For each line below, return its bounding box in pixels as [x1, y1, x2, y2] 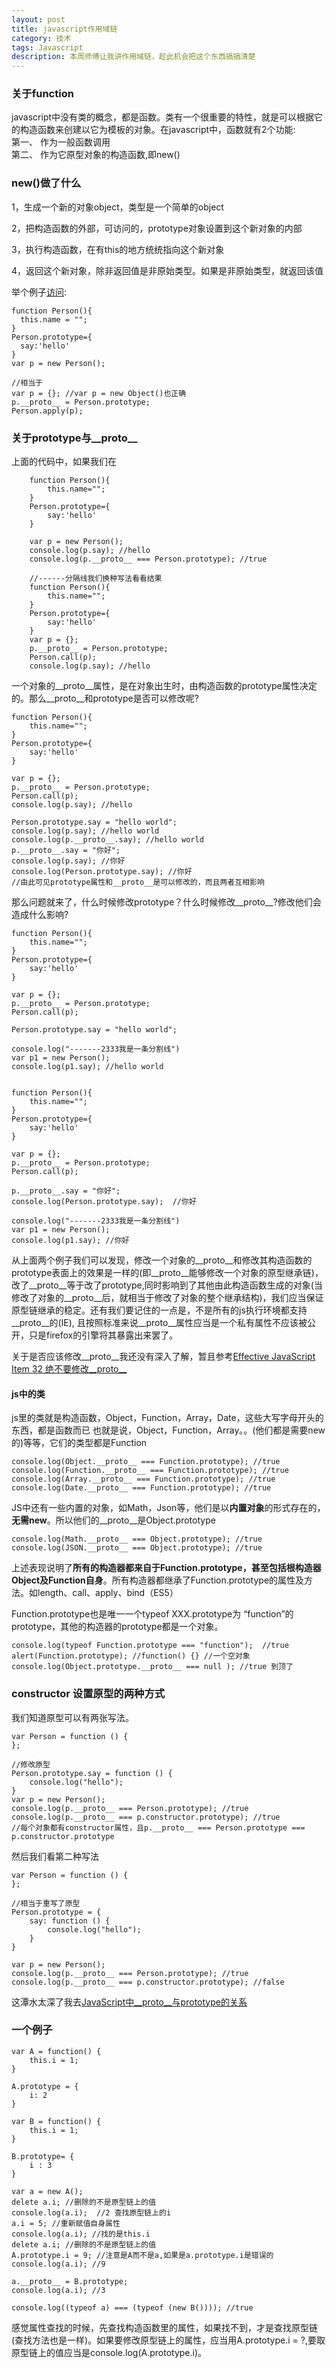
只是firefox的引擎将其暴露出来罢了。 [28, 1329, 179, 1341]
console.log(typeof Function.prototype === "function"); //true [11, 1641, 289, 1651]
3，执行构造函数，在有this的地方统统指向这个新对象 [11, 243, 225, 255]
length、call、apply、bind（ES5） [37, 1587, 179, 1599]
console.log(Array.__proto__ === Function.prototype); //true [11, 1474, 276, 1485]
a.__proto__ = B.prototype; [11, 2276, 129, 2286]
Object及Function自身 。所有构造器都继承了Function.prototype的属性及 [11, 1574, 305, 1586]
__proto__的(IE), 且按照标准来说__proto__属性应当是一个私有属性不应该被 [11, 1317, 308, 1329]
